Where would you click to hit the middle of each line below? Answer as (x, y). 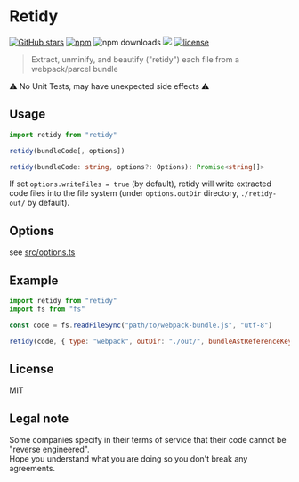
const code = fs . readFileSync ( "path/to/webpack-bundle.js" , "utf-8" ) (141, 325)
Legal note (39, 418)
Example (34, 280)
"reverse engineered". (50, 449)
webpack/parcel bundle (74, 69)
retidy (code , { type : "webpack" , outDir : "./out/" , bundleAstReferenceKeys (153, 341)
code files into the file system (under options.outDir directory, (124, 193)
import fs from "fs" (48, 309)
